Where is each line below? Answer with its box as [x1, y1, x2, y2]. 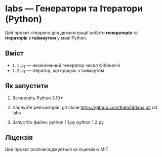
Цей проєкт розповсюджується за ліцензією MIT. [5, 146, 110, 153]
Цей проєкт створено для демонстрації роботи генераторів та [5, 30, 138, 35]
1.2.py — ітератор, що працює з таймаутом [12, 67, 105, 73]
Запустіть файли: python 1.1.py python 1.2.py [12, 119, 104, 125]
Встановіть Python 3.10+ [12, 94, 63, 101]
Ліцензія [5, 133, 33, 142]
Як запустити [5, 82, 48, 90]
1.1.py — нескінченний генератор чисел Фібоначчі [12, 62, 120, 68]
